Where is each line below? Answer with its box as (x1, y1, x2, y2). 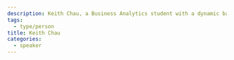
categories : (7, 36, 42, 43)
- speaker (13, 42, 42, 49)
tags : (7, 17, 23, 23)
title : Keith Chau (7, 29, 61, 37)
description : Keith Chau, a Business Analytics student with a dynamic (7, 10, 219, 17)
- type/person (13, 23, 54, 30)
